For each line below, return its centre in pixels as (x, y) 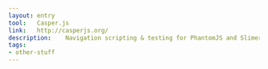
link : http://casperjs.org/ (59, 30)
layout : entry (32, 15)
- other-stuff (32, 52)
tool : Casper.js (39, 23)
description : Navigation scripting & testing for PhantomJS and (123, 38)
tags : (17, 45)
